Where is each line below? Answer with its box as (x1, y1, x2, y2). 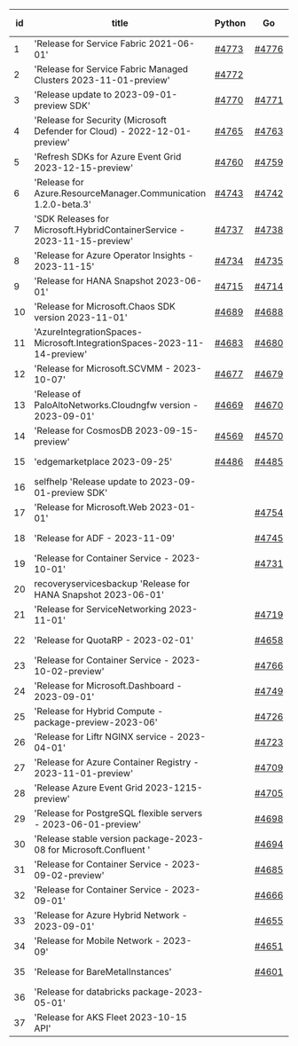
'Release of (34, 388, 82, 400)
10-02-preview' (34, 665, 105, 677)
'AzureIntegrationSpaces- (34, 326, 144, 338)
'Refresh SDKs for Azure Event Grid (34, 151, 182, 162)
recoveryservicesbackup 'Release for (34, 578, 191, 589)
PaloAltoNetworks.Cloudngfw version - (34, 399, 200, 411)
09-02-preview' (34, 869, 105, 881)
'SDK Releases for (34, 213, 109, 224)
